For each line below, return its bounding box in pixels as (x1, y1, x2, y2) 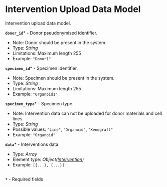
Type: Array (12, 151, 38, 157)
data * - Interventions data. (5, 141, 60, 147)
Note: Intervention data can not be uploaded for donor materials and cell (12, 110, 162, 116)
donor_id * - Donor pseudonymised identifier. (5, 30, 98, 36)
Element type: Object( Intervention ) (12, 156, 84, 162)
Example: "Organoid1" (12, 91, 58, 97)
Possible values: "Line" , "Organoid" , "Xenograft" (12, 126, 113, 132)
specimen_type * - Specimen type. (5, 100, 74, 106)
